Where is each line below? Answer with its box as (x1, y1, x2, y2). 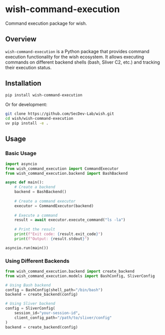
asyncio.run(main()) (5, 245, 49, 251)
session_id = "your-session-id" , (14, 311, 80, 316)
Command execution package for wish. (5, 20, 87, 26)
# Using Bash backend (5, 282, 51, 288)
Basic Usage (5, 150, 37, 157)
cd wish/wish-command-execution (5, 116, 73, 121)
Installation (5, 79, 42, 88)
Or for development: (5, 102, 48, 108)
